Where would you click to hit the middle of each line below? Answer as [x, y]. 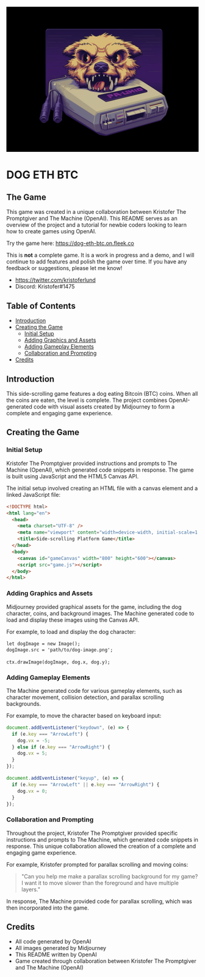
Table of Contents [41, 306]
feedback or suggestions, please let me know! [64, 268]
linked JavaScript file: [34, 494]
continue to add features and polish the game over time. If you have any [97, 262]
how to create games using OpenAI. [51, 232]
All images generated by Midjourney [61, 948]
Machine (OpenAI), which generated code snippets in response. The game [100, 470]
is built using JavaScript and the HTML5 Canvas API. [73, 476]
